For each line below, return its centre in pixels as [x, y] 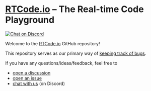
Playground [30, 20]
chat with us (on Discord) [39, 83]
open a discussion [31, 73]
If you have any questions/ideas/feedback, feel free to [61, 63]
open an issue [27, 78]
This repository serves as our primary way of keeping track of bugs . [76, 53]
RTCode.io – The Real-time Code [75, 9]
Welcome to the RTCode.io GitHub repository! [53, 43]
